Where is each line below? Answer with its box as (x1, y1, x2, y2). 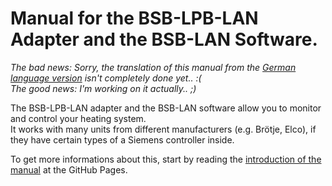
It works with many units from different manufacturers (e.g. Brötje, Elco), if (10, 123, 317, 135)
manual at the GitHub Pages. (10, 163, 128, 176)
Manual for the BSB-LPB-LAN (10, 7, 259, 30)
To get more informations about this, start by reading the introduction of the (10, 153, 322, 165)
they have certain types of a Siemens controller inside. (10, 133, 235, 146)
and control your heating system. (10, 112, 147, 124)
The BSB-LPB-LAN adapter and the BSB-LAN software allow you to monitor (10, 102, 322, 114)
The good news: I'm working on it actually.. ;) (10, 82, 197, 94)
